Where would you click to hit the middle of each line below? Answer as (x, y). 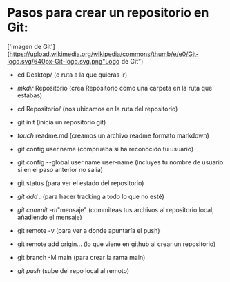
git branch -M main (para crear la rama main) (81, 257)
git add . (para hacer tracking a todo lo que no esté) (90, 196)
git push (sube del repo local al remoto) (73, 270)
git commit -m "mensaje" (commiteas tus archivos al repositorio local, (115, 209)
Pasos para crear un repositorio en (108, 13)
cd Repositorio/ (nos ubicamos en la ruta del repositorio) (97, 109)
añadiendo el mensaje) (50, 217)
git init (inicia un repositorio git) (61, 122)
